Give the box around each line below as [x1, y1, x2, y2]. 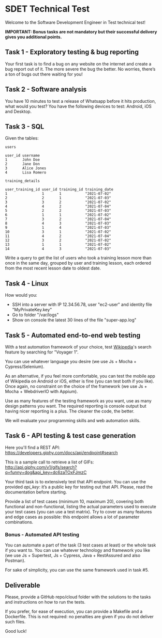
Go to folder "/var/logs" [12, 312, 59, 318]
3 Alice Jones [5, 166, 47, 171]
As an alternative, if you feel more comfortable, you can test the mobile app [5, 373, 156, 379]
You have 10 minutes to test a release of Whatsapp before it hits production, [5, 98, 156, 104]
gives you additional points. [5, 34, 62, 40]
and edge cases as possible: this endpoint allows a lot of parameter [5, 514, 140, 520]
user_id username [5, 153, 40, 158]
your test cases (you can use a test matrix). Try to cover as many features [5, 509, 152, 514]
